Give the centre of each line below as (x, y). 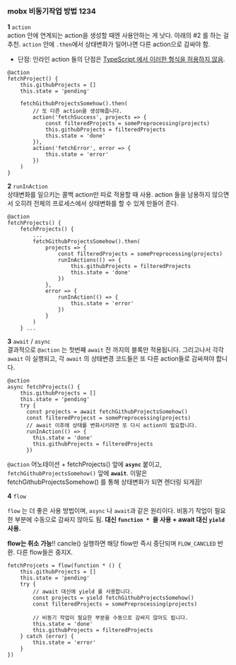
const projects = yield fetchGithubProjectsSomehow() (113, 598)
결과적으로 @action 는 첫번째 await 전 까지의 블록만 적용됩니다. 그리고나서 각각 (116, 350)
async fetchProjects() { (44, 387)
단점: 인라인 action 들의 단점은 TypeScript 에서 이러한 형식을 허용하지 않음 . (121, 59)
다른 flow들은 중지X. (45, 553)
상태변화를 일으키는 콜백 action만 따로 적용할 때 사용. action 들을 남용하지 (109, 195)
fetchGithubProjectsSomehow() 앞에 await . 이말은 (77, 473)
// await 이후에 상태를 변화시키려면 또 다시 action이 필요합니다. (112, 426)
